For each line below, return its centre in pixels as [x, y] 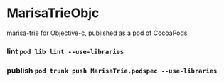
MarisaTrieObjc [53, 13]
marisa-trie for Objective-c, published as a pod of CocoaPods [97, 33]
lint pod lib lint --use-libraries [65, 51]
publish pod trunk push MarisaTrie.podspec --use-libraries [112, 71]
